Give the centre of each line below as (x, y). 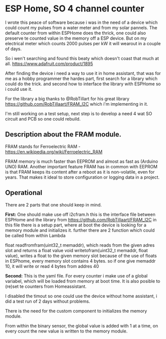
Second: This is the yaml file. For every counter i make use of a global (76, 275)
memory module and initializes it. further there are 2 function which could (80, 230)
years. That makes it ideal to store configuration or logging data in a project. (82, 177)
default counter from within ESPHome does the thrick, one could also (76, 33)
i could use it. (19, 89)
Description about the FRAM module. (63, 135)
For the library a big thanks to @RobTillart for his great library (67, 99)
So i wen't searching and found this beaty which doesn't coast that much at (82, 58)
